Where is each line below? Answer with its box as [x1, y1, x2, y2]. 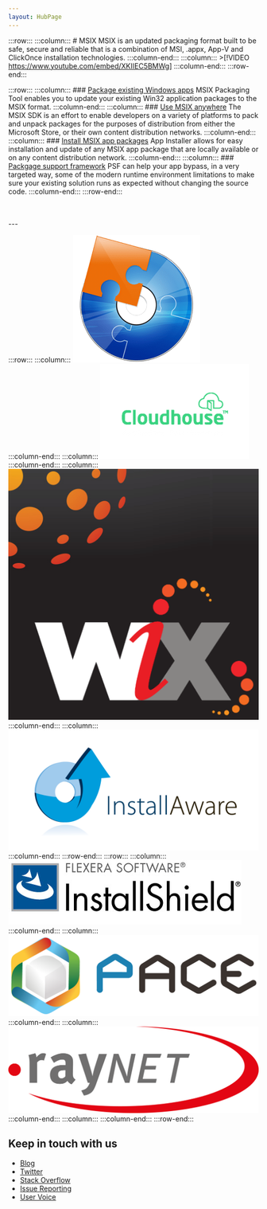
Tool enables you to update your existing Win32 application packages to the [8, 93, 257, 103]
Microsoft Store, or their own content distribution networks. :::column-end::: [8, 127, 257, 137]
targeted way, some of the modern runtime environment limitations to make [8, 170, 255, 179]
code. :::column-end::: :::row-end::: [8, 186, 123, 196]
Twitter [19, 1167, 44, 1176]
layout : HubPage [8, 13, 62, 21]
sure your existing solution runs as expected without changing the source [8, 178, 249, 187]
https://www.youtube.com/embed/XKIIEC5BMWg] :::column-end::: [8, 61, 226, 71]
